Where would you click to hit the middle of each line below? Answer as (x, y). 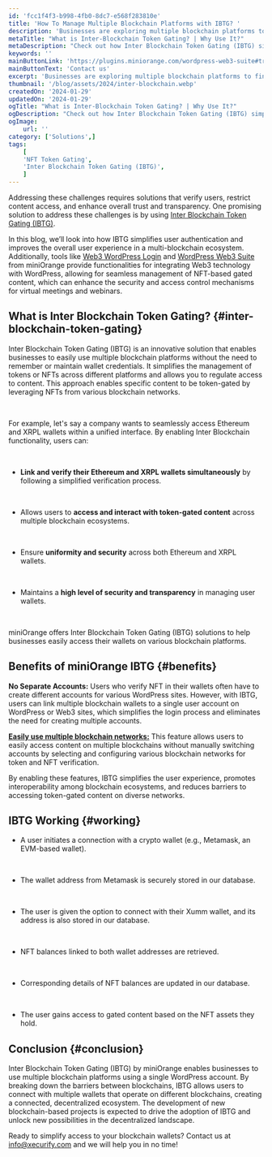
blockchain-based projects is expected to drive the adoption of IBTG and (130, 1112)
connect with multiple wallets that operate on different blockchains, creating (135, 1094)
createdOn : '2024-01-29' (50, 91)
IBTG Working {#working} (75, 821)
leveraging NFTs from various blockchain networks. (94, 391)
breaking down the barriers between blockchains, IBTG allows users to (126, 1086)
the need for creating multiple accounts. (75, 720)
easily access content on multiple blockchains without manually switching (132, 745)
